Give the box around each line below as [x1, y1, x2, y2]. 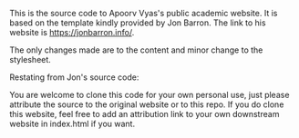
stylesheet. [9, 54, 52, 64]
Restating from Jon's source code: [9, 72, 139, 83]
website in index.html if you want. [9, 118, 135, 129]
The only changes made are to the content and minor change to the [9, 44, 263, 55]
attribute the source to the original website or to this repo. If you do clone [9, 99, 284, 110]
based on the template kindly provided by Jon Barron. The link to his [9, 17, 266, 28]
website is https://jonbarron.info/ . [9, 27, 135, 37]
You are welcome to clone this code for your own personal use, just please [9, 90, 290, 100]
